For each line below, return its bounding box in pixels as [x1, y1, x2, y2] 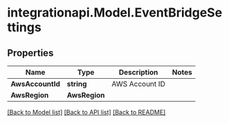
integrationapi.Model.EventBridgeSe [7, 5, 223, 21]
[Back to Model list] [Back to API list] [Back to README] [7, 108, 166, 116]
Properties [7, 47, 54, 59]
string [66, 79, 87, 88]
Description [118, 68, 158, 77]
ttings [7, 19, 42, 35]
